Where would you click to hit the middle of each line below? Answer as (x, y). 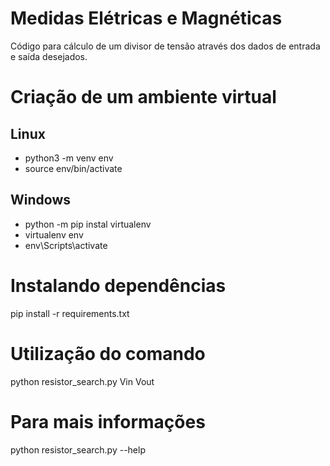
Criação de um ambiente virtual (143, 97)
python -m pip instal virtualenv (88, 224)
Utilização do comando (108, 353)
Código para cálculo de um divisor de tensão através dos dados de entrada (165, 46)
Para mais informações (108, 421)
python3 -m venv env (69, 158)
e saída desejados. (49, 56)
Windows (40, 200)
